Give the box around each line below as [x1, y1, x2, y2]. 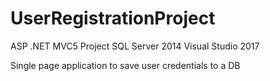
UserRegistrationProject [10, 7, 216, 30]
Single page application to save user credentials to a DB [10, 59, 241, 71]
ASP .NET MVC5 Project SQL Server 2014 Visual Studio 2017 [10, 40, 260, 52]
